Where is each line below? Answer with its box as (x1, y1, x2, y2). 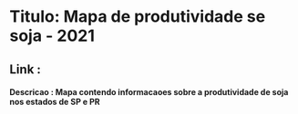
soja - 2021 (9, 25, 96, 46)
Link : (9, 62, 41, 77)
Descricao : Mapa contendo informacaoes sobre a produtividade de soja (9, 87, 289, 98)
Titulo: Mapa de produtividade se (9, 6, 266, 27)
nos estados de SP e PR (9, 97, 100, 108)
